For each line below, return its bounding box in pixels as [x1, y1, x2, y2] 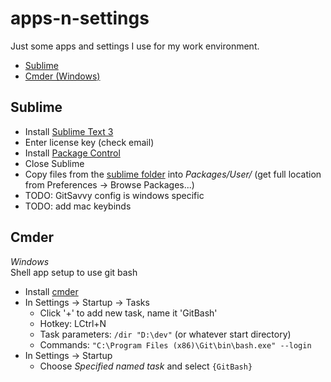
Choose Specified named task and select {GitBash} [39, 360, 253, 372]
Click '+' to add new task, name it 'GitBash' [39, 307, 218, 319]
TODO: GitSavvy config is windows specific [24, 189, 205, 201]
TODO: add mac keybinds [24, 200, 132, 212]
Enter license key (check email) [24, 136, 155, 148]
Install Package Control [24, 147, 121, 159]
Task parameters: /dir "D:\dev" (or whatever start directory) [39, 328, 292, 340]
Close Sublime [24, 157, 85, 169]
